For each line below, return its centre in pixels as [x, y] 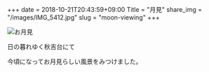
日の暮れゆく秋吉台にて [41, 46]
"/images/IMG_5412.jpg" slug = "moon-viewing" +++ [83, 17]
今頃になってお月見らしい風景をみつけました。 [75, 62]
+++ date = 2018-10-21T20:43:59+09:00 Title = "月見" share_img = [105, 9]
